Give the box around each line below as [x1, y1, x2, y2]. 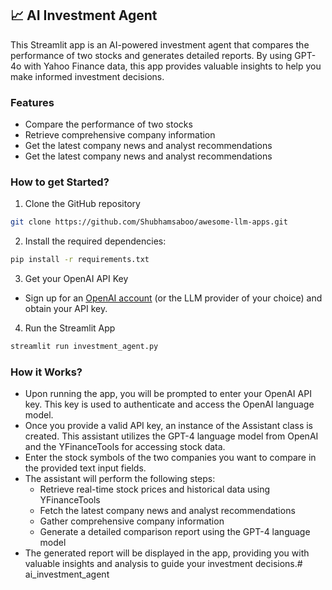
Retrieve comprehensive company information [24, 129, 216, 141]
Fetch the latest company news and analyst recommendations [39, 505, 296, 517]
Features [10, 95, 55, 109]
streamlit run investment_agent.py [10, 342, 159, 352]
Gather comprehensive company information [39, 515, 225, 527]
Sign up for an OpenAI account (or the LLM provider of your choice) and [24, 292, 323, 304]
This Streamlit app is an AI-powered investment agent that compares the [10, 38, 310, 51]
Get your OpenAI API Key [24, 273, 129, 285]
